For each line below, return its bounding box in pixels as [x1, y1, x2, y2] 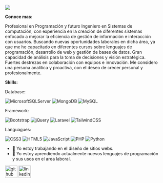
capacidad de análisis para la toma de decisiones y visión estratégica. [5, 54, 146, 60]
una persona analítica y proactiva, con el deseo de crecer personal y [5, 65, 143, 70]
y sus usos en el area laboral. [12, 156, 71, 162]
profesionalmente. [5, 70, 41, 76]
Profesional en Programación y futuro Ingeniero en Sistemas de [5, 23, 133, 29]
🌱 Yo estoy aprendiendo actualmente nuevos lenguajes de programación [12, 151, 159, 156]
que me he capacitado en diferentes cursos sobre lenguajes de [5, 44, 133, 50]
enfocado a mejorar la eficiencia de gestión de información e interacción [5, 34, 151, 39]
